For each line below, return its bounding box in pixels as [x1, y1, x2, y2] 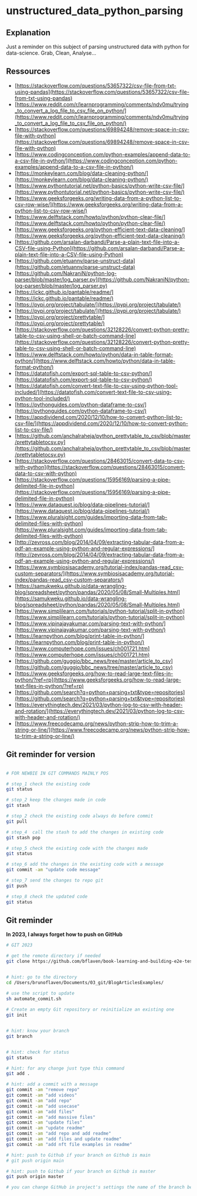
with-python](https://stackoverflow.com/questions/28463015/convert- [14, 463, 186, 470]
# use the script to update [6, 990, 75, 996]
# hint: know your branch [6, 1028, 69, 1034]
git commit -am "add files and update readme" [6, 1136, 122, 1142]
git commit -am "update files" [6, 1119, 83, 1125]
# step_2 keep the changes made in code [6, 797, 107, 803]
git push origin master [6, 1174, 64, 1180]
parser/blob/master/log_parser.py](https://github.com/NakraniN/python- [14, 275, 190, 283]
